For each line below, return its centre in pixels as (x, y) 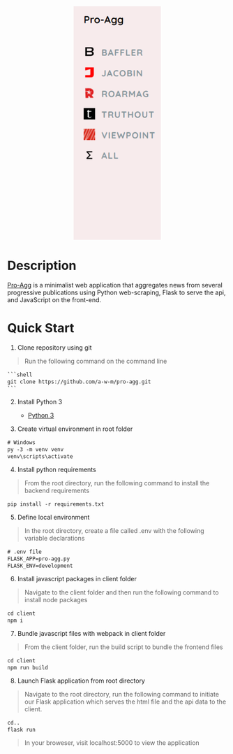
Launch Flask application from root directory (81, 681)
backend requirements (57, 491)
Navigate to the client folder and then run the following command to (121, 592)
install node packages (56, 600)
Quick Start (41, 328)
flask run (22, 730)
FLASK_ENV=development (40, 566)
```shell (20, 375)
